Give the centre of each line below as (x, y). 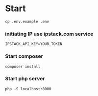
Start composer (24, 56)
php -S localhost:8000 (28, 89)
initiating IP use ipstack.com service (49, 34)
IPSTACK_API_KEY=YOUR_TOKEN (34, 44)
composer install (23, 67)
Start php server (25, 79)
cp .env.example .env (27, 22)
